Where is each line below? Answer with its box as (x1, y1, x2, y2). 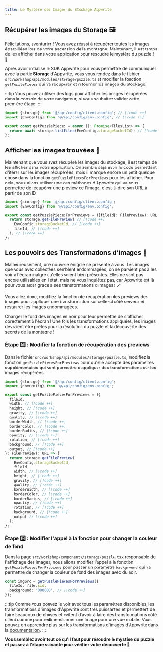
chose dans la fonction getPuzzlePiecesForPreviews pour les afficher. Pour (5, 174, 154, 180)
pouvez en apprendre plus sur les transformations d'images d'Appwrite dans (5, 622, 158, 628)
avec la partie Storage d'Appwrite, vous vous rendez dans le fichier (5, 71, 140, 77)
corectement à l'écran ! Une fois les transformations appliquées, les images (5, 318, 156, 324)
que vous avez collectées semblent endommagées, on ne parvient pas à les (5, 267, 157, 272)
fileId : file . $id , (9, 583, 47, 588)
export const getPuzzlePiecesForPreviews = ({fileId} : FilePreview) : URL (5, 213, 158, 217)
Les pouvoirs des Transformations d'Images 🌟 (5, 249, 147, 257)
